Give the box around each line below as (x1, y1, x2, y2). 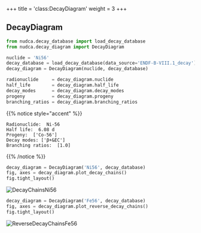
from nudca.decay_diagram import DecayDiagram (6, 44, 124, 50)
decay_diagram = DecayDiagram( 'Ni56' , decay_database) (6, 164, 146, 170)
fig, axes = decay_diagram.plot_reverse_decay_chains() (6, 204, 148, 210)
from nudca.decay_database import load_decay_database (6, 38, 146, 44)
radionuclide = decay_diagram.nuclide (6, 77, 114, 83)
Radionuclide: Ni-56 (6, 121, 60, 128)
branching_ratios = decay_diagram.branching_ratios (6, 99, 138, 105)
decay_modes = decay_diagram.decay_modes (6, 87, 124, 93)
